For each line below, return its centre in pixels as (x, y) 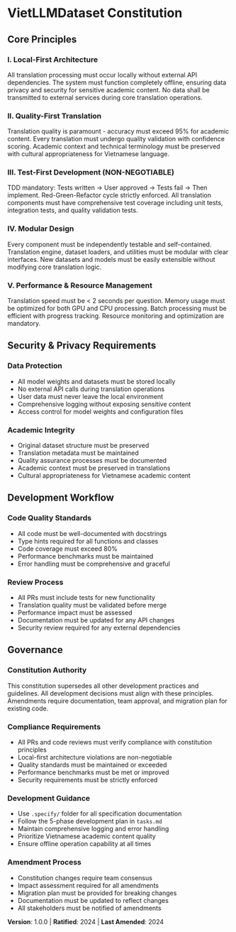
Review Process (35, 582)
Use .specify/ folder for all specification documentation (100, 813)
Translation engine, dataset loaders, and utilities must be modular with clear (118, 252)
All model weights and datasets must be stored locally (96, 381)
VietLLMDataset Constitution (95, 13)
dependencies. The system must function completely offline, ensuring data (117, 82)
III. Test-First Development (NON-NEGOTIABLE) (91, 172)
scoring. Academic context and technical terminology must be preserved (114, 146)
